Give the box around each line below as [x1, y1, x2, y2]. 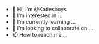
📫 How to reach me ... [11, 32, 68, 38]
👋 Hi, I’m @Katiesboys [11, 6, 67, 12]
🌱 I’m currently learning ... [11, 18, 76, 25]
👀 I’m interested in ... [11, 12, 63, 19]
